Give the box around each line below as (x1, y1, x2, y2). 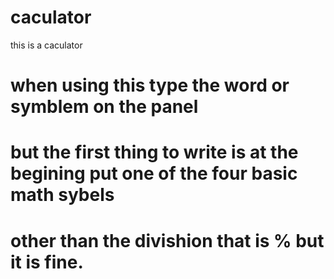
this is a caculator (10, 39, 83, 51)
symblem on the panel (10, 96, 199, 118)
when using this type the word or (10, 74, 290, 97)
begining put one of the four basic (10, 162, 298, 185)
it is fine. (10, 251, 84, 273)
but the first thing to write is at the (10, 141, 299, 164)
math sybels (10, 184, 115, 206)
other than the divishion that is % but (10, 229, 325, 252)
